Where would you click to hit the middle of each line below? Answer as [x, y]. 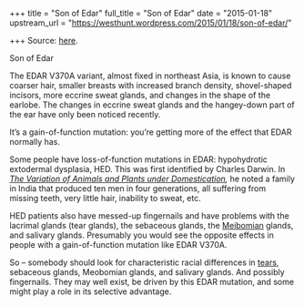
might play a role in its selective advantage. [91, 291]
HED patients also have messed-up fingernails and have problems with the [149, 216]
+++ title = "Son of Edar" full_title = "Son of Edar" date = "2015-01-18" [141, 13]
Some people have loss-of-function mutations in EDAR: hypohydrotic [139, 159]
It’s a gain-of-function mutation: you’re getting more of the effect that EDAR [151, 132]
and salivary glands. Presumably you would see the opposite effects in [142, 235]
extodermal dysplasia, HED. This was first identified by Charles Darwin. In [147, 169]
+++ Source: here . [44, 41]
